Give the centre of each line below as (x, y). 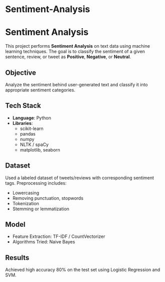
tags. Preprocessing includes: (36, 183)
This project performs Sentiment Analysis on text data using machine (78, 46)
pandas (28, 133)
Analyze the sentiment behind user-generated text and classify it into (76, 84)
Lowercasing (26, 193)
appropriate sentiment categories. (40, 90)
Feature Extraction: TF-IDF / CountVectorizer (59, 236)
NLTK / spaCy (34, 145)
